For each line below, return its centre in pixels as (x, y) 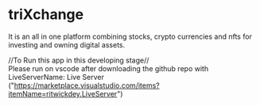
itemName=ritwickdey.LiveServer (63, 93)
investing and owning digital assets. (67, 44)
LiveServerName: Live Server (56, 77)
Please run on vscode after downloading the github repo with (109, 68)
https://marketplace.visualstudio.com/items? (87, 85)
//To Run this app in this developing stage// (79, 60)
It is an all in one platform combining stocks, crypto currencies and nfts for (130, 36)
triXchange (46, 15)
